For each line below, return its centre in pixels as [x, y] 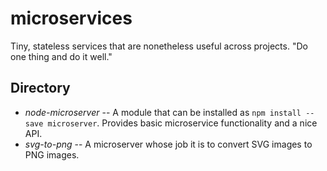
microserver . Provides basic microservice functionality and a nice [182, 123]
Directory [40, 88]
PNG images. [52, 154]
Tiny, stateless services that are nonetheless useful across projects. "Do [159, 46]
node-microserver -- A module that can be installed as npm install [163, 112]
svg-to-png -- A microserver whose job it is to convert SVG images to [168, 144]
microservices [71, 18]
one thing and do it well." [61, 56]
